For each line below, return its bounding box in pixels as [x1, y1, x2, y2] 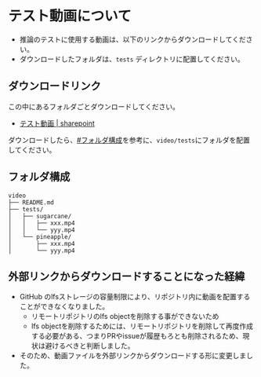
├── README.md [8, 198, 55, 207]
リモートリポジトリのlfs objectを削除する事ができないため [31, 312, 219, 321]
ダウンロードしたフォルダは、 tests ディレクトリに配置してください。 [19, 54, 245, 64]
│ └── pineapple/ [8, 232, 72, 240]
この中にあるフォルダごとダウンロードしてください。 [8, 101, 180, 111]
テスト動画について [8, 7, 132, 25]
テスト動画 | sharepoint [19, 119, 96, 128]
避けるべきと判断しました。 [45, 341, 135, 350]
